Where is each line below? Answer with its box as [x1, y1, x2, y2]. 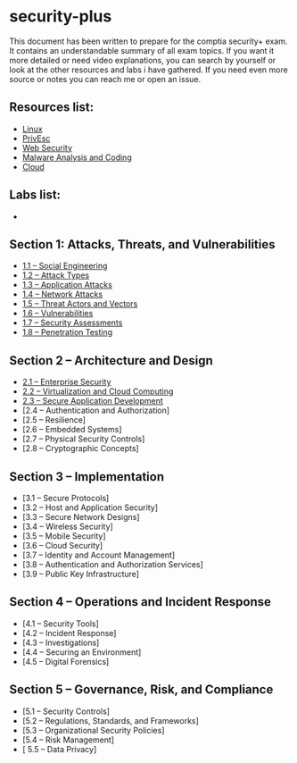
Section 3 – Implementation [9, 469, 165, 484]
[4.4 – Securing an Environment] [21, 646, 142, 658]
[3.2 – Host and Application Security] [21, 502, 159, 513]
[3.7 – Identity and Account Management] [21, 549, 176, 560]
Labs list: [9, 188, 61, 203]
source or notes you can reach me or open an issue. [9, 73, 202, 84]
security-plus [9, 6, 112, 27]
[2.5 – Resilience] [21, 415, 87, 425]
